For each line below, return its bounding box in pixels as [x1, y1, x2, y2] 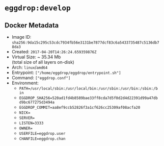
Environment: [11, 80, 39, 86]
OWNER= [19, 126, 33, 131]
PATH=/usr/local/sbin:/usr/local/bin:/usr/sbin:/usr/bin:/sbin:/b [19, 86, 158, 91]
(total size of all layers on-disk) [11, 59, 75, 65]
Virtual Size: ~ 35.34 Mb [11, 54, 61, 60]
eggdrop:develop [4, 3, 71, 13]
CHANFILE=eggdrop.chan [19, 136, 66, 141]
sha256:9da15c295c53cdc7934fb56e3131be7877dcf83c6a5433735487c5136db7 [11, 40, 160, 45]
